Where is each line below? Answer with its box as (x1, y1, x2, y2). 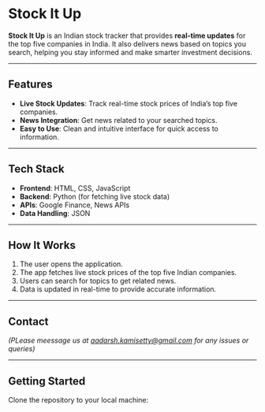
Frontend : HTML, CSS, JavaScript (19, 183, 131, 193)
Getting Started (8, 374, 86, 388)
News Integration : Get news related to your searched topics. (19, 115, 218, 124)
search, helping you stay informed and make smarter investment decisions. (8, 47, 252, 57)
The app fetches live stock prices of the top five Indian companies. (19, 268, 237, 277)
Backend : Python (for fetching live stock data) (19, 191, 170, 201)
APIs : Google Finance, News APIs (19, 200, 130, 210)
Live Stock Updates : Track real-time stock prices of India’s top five (19, 98, 238, 108)
